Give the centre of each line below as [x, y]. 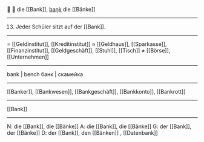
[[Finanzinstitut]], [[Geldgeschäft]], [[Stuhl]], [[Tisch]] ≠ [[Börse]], [89, 50]
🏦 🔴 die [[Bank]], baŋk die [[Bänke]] [51, 9]
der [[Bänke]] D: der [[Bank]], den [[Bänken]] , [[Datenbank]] [82, 133]
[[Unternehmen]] [28, 57]
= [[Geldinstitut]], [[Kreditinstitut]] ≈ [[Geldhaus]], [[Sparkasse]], [87, 44]
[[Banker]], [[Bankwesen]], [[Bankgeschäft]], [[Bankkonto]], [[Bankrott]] [96, 92]
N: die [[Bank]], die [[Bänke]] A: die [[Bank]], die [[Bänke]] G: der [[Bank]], [99, 126]
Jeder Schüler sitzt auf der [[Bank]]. [61, 27]
